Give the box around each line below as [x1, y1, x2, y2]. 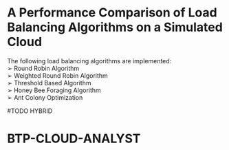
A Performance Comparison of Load [7, 5, 218, 21]
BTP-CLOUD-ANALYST [7, 131, 141, 147]
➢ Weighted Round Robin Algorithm [7, 71, 108, 80]
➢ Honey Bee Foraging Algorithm [7, 86, 101, 94]
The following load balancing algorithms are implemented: [7, 56, 172, 65]
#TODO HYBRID [7, 107, 53, 115]
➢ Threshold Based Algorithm [7, 78, 91, 87]
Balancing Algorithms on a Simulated [7, 19, 223, 35]
